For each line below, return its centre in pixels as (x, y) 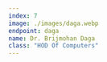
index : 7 (23, 16)
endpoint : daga (34, 31)
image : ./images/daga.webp (53, 23)
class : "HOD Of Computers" (53, 46)
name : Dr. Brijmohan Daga (51, 38)
